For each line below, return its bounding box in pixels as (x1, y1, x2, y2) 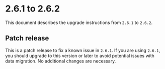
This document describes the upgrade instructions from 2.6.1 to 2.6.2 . (5, 19, 152, 25)
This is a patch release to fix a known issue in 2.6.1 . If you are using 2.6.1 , (5, 47, 160, 53)
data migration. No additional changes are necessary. (5, 58, 116, 64)
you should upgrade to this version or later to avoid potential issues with (5, 52, 155, 58)
